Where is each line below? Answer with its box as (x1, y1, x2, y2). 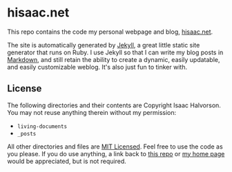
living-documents (17, 122, 68, 130)
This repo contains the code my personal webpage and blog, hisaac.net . (7, 28, 213, 36)
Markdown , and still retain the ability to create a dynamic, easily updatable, (7, 55, 220, 63)
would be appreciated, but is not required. (7, 157, 126, 165)
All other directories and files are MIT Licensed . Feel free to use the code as (7, 142, 223, 151)
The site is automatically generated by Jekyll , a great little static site (7, 41, 200, 49)
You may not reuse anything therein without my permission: (7, 108, 177, 116)
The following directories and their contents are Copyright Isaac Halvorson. (7, 101, 221, 109)
